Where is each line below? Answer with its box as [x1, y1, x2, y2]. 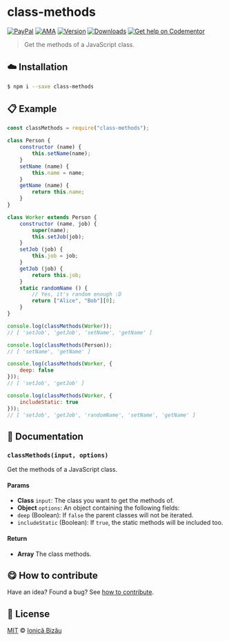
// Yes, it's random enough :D [32, 291, 122, 298]
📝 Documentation [7, 430, 84, 442]
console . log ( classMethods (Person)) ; [7, 341, 112, 349]
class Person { [7, 137, 51, 144]
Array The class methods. [17, 550, 92, 558]
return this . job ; [32, 271, 81, 278]
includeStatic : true [19, 399, 79, 405]
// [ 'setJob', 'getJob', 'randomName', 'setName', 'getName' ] [7, 412, 196, 419]
